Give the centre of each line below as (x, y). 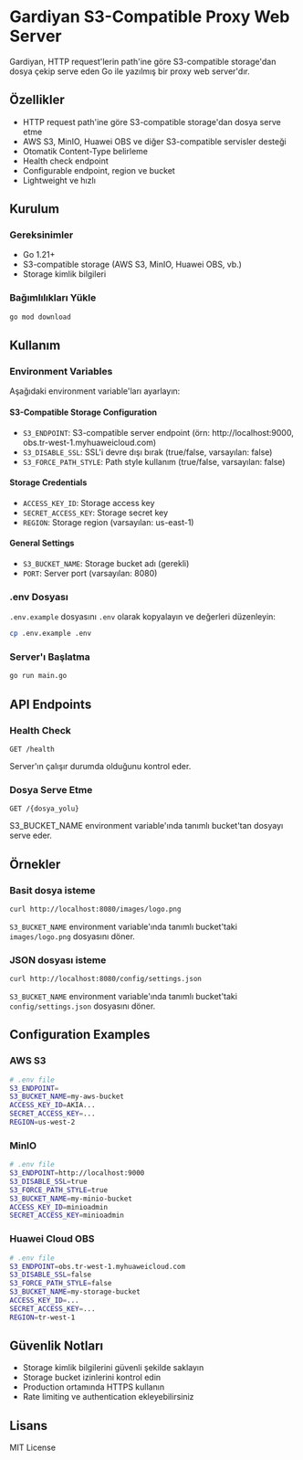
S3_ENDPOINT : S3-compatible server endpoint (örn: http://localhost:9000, (158, 432)
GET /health (32, 749)
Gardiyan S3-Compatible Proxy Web (150, 17)
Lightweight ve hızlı (59, 180)
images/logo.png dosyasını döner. (72, 936)
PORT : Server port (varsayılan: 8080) (90, 573)
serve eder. (31, 836)
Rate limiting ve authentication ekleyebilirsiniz (108, 1397)
